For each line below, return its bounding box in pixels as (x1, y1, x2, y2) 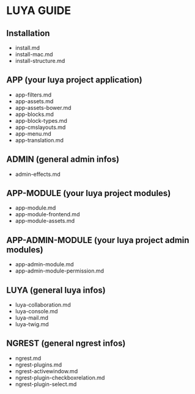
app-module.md (15, 204, 56, 211)
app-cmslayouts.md (15, 123, 66, 131)
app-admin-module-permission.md (15, 267, 105, 275)
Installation (6, 28, 50, 38)
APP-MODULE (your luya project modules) (6, 188, 171, 199)
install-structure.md (15, 57, 65, 64)
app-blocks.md (15, 111, 54, 118)
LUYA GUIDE (6, 4, 72, 18)
